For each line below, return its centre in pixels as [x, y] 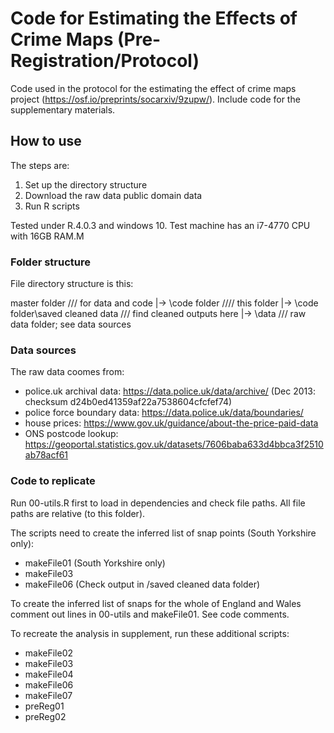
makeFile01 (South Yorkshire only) [95, 563]
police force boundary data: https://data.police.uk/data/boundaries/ [164, 413]
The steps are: [40, 165]
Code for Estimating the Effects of [154, 18]
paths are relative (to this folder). [78, 513]
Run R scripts [52, 206]
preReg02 [45, 716]
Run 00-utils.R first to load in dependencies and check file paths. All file [158, 503]
